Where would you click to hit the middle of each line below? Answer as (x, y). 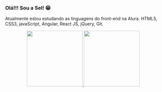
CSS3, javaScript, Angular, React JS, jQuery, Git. (54, 24)
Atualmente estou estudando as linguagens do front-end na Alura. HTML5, (81, 19)
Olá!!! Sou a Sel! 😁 (28, 8)
